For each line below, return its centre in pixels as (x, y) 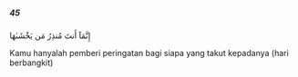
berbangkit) (31, 63)
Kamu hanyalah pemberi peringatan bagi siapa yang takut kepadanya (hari (149, 53)
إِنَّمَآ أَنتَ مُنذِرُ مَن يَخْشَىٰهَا (50, 35)
